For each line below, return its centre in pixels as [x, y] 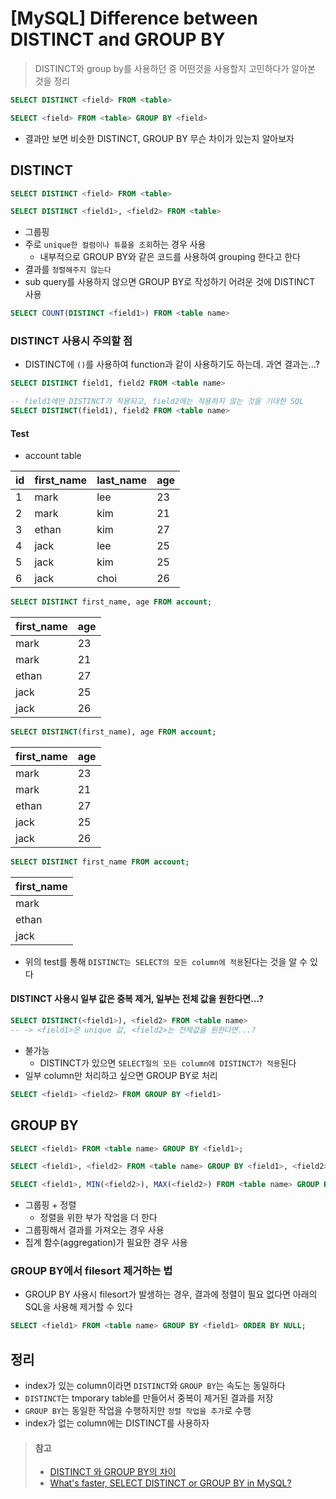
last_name [122, 480]
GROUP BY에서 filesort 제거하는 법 [91, 1271]
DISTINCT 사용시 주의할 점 [71, 341]
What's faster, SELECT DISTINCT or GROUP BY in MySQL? [170, 1483]
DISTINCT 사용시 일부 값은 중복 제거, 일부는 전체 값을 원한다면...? [137, 999]
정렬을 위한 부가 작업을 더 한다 [98, 1218]
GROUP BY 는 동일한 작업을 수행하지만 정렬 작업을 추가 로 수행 [138, 1411]
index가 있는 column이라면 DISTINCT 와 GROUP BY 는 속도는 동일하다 [155, 1386]
